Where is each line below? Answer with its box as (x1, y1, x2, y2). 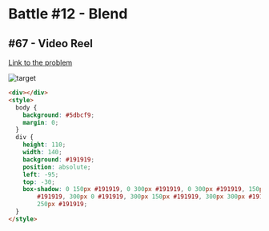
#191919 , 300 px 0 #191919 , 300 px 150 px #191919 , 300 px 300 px (37, 193, 246, 201)
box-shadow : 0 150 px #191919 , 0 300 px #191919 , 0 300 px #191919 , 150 (22, 185, 260, 193)
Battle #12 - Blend (8, 5, 128, 23)
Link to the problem (8, 58, 73, 67)
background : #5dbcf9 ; (22, 111, 94, 119)
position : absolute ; (22, 163, 91, 171)
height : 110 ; (22, 141, 66, 149)
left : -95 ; (22, 170, 59, 178)
